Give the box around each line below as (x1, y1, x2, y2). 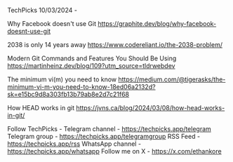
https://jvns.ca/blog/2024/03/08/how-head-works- (76, 104, 225, 112)
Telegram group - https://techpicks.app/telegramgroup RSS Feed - (7, 133, 201, 140)
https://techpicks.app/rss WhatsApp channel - (7, 140, 142, 148)
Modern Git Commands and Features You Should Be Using (7, 54, 177, 62)
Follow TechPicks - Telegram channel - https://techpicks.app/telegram (7, 125, 212, 133)
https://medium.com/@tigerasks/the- (118, 75, 226, 83)
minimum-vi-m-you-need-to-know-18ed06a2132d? (7, 83, 156, 90)
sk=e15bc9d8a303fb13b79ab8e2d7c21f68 (7, 90, 130, 98)
